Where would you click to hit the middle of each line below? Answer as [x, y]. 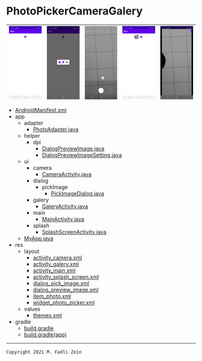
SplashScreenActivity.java [74, 232]
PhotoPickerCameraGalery [75, 11]
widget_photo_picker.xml [64, 302]
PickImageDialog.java [78, 194]
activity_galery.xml [56, 264]
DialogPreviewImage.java [73, 149]
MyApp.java [38, 238]
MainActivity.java [63, 219]
